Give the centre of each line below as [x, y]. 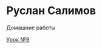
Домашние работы [31, 28]
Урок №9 [18, 39]
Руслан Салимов [51, 11]
